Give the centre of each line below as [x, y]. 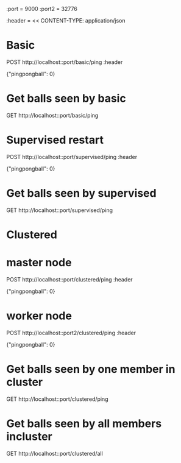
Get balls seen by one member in [91, 369]
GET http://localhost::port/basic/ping [52, 115]
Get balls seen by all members [84, 423]
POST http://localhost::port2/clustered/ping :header [71, 333]
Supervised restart [55, 140]
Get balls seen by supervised [81, 193]
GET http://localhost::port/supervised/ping [60, 210]
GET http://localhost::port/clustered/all [55, 453]
